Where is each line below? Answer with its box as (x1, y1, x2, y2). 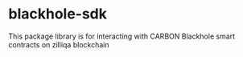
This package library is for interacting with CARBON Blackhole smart (8, 31, 236, 41)
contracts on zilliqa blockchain (8, 39, 109, 49)
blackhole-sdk (8, 5, 107, 23)
